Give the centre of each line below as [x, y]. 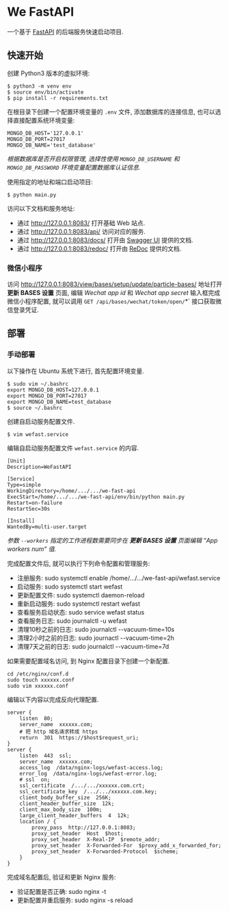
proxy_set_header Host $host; [78, 833]
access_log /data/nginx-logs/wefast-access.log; [92, 767]
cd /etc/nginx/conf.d [38, 674]
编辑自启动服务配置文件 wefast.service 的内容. [73, 448]
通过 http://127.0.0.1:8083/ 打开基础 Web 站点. [81, 222]
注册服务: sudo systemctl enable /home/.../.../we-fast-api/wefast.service [119, 578]
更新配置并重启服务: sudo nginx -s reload [75, 900]
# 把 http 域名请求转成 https [59, 732]
